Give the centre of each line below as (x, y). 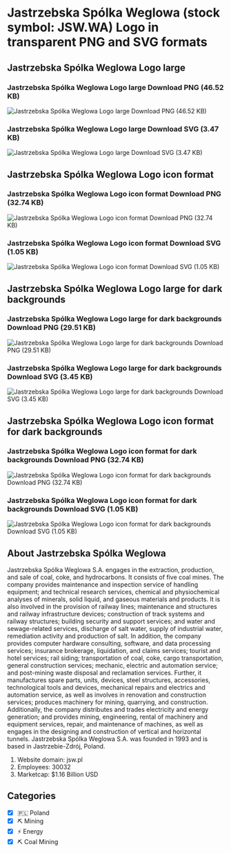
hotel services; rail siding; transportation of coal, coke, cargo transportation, (115, 658)
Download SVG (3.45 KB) (50, 376)
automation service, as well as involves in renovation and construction (107, 695)
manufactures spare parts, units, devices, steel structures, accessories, (109, 680)
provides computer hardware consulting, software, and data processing (109, 643)
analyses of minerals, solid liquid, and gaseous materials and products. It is (114, 599)
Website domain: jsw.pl (50, 760)
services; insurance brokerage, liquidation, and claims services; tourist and (114, 650)
